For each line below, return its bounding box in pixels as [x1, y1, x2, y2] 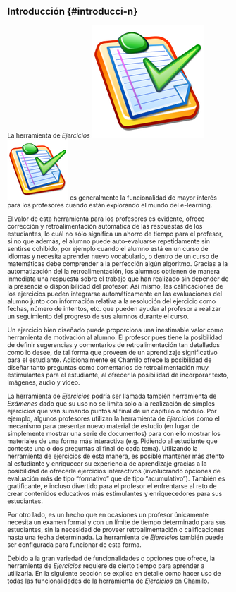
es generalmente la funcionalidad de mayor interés [69, 193, 217, 202]
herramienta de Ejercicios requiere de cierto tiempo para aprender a [7, 561, 205, 570]
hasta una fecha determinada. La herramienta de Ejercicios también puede [7, 533, 224, 541]
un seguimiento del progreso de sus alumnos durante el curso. [7, 312, 189, 320]
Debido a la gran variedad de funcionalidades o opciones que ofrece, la [7, 554, 216, 562]
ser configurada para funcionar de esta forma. [7, 540, 142, 549]
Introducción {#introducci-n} [7, 6, 138, 18]
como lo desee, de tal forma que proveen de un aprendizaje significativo [7, 348, 218, 356]
